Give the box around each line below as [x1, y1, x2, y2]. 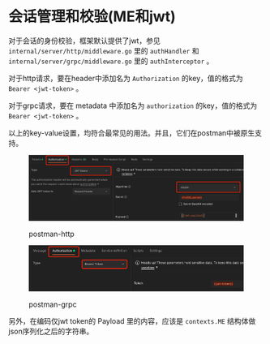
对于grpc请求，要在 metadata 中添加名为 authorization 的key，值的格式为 [8, 101, 258, 110]
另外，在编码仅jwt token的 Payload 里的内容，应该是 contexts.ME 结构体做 [8, 316, 256, 325]
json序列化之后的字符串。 [8, 326, 94, 336]
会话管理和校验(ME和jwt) [8, 7, 176, 26]
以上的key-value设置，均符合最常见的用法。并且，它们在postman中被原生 [8, 127, 255, 138]
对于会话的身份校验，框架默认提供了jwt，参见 [8, 36, 161, 45]
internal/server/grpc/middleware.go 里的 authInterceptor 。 [8, 56, 214, 66]
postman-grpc [28, 299, 77, 309]
